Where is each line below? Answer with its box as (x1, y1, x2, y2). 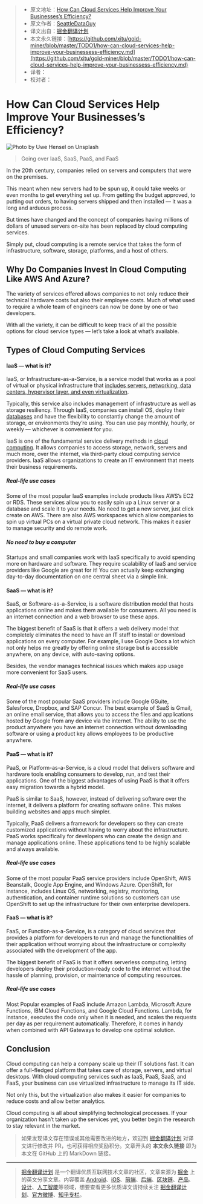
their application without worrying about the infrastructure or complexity (6, 940, 186, 947)
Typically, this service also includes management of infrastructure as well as (6, 400, 196, 408)
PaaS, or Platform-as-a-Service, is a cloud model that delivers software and (6, 764, 195, 771)
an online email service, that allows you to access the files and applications (6, 711, 193, 718)
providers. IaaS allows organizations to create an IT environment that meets (6, 457, 195, 464)
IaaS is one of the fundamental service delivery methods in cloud (6, 437, 168, 445)
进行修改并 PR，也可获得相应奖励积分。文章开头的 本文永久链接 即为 (26, 1142, 197, 1149)
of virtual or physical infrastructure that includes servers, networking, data (6, 382, 192, 389)
